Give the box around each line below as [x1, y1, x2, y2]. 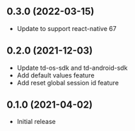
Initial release [16, 118, 56, 126]
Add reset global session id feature [16, 78, 119, 87]
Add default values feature [16, 70, 95, 80]
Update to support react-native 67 [16, 24, 117, 32]
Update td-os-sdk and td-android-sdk [16, 63, 128, 72]
